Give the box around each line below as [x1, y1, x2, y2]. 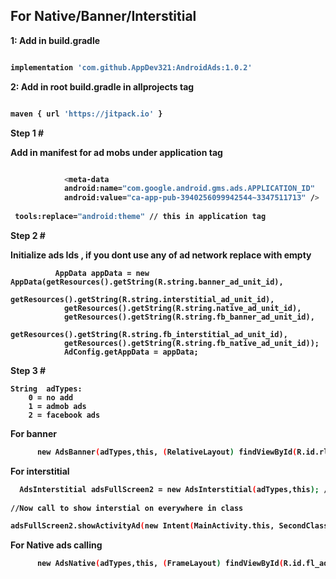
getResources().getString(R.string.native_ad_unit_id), [63, 303, 302, 313]
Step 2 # [10, 229, 46, 241]
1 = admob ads [28, 401, 87, 411]
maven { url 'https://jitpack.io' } [10, 109, 163, 119]
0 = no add [28, 392, 74, 403]
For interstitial [10, 465, 70, 477]
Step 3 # [10, 364, 47, 376]
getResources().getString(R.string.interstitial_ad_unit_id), [10, 294, 275, 304]
